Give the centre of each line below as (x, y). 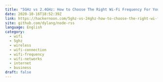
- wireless (20, 45)
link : (10, 18)
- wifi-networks (26, 59)
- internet (20, 63)
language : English (24, 27)
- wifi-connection (28, 50)
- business (20, 68)
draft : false (18, 72)
